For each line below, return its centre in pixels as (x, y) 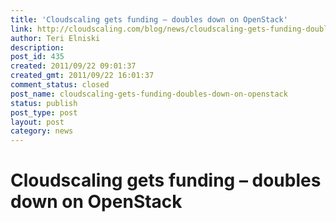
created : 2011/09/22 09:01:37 (73, 66)
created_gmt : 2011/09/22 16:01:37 (82, 76)
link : (21, 29)
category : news (42, 131)
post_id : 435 (37, 57)
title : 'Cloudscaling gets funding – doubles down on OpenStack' (149, 19)
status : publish (44, 103)
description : (37, 47)
